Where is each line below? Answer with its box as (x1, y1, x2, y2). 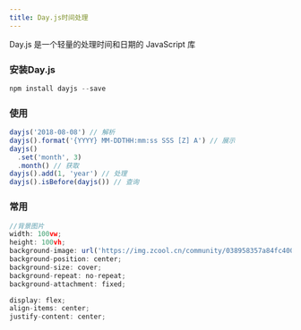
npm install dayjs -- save (9, 84, 106, 93)
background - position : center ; (9, 255, 123, 264)
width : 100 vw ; (9, 230, 63, 239)
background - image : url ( (9, 247, 99, 256)
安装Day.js (9, 63, 56, 76)
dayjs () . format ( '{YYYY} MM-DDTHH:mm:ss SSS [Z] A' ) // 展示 (9, 136, 236, 145)
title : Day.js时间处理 (9, 13, 89, 22)
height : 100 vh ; (9, 238, 66, 247)
